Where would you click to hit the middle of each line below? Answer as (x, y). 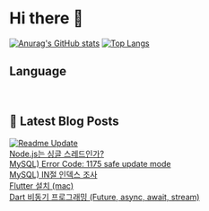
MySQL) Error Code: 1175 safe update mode (90, 163)
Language (38, 71)
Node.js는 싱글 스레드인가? (57, 154)
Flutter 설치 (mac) (42, 185)
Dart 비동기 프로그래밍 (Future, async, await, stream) (104, 197)
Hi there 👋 (46, 18)
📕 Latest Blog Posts (64, 122)
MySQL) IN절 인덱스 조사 (53, 174)
